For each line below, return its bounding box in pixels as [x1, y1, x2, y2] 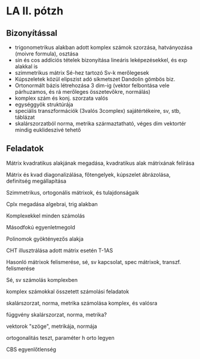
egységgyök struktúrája [14, 101, 73, 108]
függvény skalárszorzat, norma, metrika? [6, 311, 107, 318]
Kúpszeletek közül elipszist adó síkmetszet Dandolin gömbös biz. [14, 76, 176, 82]
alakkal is [14, 63, 38, 70]
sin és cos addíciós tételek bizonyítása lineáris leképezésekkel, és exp [14, 57, 188, 63]
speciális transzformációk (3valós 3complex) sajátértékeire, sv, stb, [14, 108, 181, 114]
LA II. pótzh [6, 4, 64, 18]
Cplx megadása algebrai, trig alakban [6, 200, 98, 207]
